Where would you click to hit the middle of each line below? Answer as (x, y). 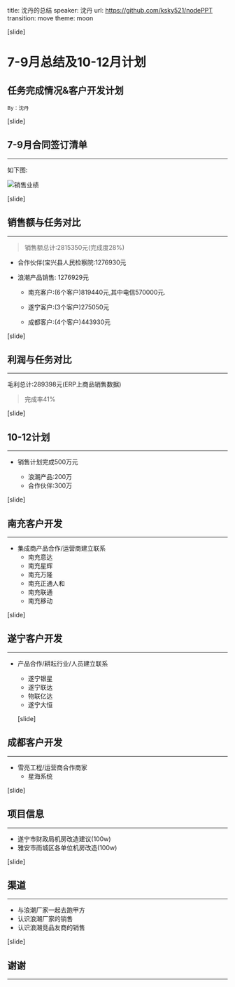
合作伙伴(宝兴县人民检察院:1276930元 (72, 262)
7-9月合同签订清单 (47, 145)
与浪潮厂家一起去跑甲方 (51, 910)
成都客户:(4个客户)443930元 (69, 322)
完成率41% (40, 399)
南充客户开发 (35, 524)
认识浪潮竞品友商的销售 (51, 927)
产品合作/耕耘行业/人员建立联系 (63, 663)
